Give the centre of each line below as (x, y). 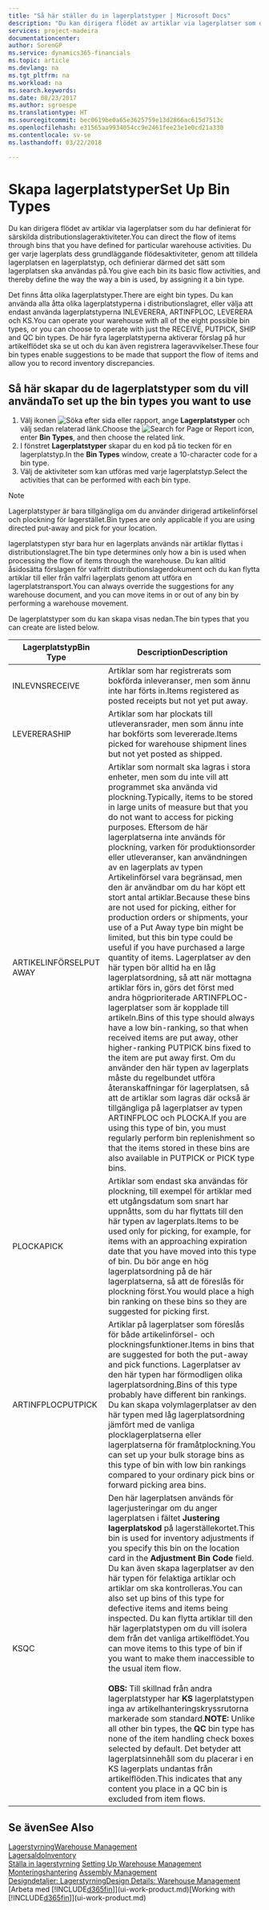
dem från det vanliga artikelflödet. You (179, 1639)
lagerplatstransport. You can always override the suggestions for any (121, 586)
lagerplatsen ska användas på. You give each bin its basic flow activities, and (134, 271)
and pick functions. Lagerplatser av (175, 1365)
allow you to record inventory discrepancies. (82, 363)
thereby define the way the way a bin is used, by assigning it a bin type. (126, 280)
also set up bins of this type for (166, 1599)
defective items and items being (168, 1608)
